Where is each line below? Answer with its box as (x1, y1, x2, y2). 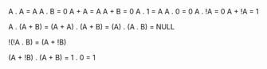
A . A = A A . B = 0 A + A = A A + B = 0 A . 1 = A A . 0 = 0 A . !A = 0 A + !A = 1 (8, 7, 259, 16)
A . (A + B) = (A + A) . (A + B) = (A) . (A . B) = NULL (8, 22, 175, 31)
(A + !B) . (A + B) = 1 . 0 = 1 (8, 53, 96, 62)
